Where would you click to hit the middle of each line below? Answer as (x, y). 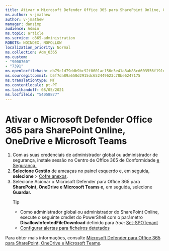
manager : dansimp (23, 24)
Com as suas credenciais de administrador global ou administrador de (85, 155)
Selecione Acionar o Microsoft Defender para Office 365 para (76, 182)
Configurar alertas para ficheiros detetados (65, 228)
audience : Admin (22, 29)
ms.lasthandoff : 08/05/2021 (35, 90)
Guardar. (22, 192)
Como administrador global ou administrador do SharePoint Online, (90, 212)
